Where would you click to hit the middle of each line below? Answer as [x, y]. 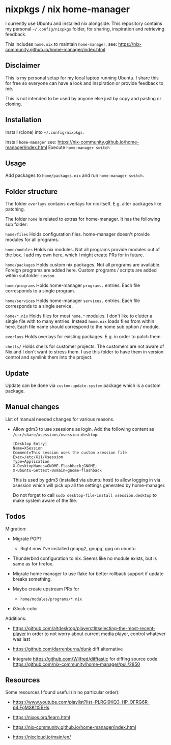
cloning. [14, 104]
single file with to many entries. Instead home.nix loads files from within [80, 321]
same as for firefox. [33, 563]
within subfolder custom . [31, 276]
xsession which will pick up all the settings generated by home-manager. [89, 485]
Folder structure [32, 191]
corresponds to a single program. [40, 291]
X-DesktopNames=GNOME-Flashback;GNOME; [55, 466]
